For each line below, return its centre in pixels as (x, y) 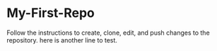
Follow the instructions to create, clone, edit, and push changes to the (108, 33)
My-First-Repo (51, 13)
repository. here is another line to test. (62, 40)
